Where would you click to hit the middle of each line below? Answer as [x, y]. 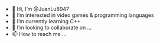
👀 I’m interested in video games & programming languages [83, 15]
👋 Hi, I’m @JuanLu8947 [40, 9]
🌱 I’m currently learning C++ [46, 21]
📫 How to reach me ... [39, 34]
